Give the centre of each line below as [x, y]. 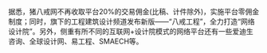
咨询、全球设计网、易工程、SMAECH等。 [76, 41]
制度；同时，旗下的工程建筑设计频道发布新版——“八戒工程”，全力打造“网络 [132, 21]
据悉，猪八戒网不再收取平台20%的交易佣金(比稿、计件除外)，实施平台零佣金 [134, 11]
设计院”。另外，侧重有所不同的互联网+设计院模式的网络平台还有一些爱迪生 [131, 31]
